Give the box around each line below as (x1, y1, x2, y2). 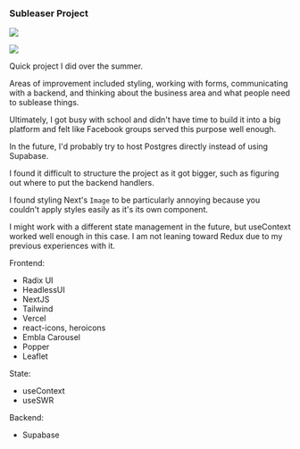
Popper (21, 342, 50, 353)
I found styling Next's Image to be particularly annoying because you (9, 195, 261, 205)
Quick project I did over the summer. (9, 61, 144, 71)
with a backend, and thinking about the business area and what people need (9, 87, 290, 98)
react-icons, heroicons (21, 322, 106, 333)
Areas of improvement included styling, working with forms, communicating (9, 79, 288, 89)
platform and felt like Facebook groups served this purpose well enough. (9, 124, 277, 135)
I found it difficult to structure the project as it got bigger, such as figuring (9, 168, 279, 179)
